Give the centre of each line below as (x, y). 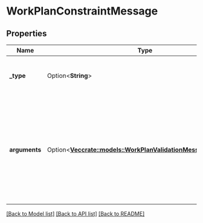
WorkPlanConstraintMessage (82, 11)
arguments (25, 150)
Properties (27, 34)
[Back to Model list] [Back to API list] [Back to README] (76, 214)
